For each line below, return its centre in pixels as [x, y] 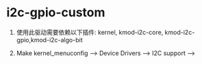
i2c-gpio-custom [56, 13]
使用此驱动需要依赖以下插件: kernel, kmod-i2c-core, [90, 32]
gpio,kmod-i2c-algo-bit [49, 39]
